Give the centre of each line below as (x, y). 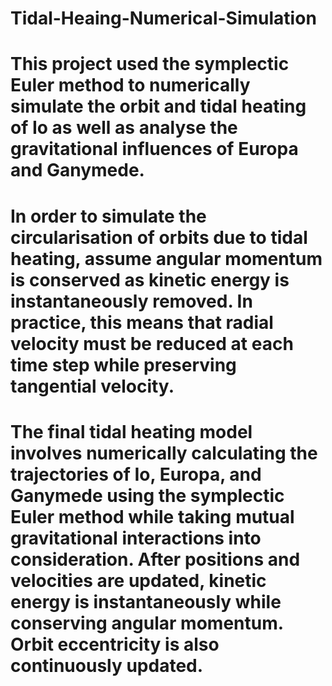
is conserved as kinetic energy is (150, 279)
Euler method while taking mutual (152, 516)
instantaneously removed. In (131, 301)
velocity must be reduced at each (152, 343)
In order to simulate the (108, 216)
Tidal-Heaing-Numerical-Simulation (163, 18)
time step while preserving (123, 364)
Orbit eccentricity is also (115, 644)
